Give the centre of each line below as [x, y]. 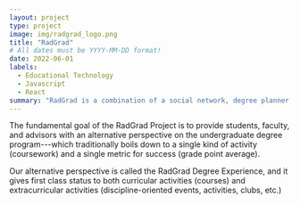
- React [32, 92]
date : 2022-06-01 [42, 59]
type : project [36, 26]
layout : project [39, 17]
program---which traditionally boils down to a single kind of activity [133, 144]
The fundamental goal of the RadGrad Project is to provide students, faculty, [150, 126]
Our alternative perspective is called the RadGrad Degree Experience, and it [149, 171]
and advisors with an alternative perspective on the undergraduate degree [146, 135]
